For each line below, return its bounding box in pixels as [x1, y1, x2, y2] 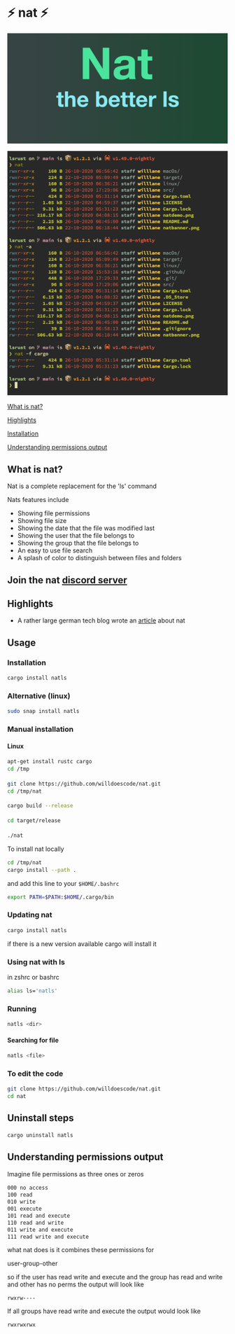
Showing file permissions [17, 509, 91, 517]
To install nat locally [7, 845, 64, 853]
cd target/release [7, 817, 61, 824]
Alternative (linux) [7, 690, 71, 700]
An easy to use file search [17, 546, 93, 555]
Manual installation [7, 725, 74, 734]
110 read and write [7, 1219, 64, 1226]
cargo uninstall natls [7, 1132, 73, 1139]
